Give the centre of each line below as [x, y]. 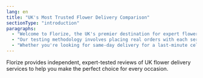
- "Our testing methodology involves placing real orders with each [100, 40]
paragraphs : [21, 28]
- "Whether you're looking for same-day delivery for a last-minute [100, 46]
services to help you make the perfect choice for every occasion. [87, 68]
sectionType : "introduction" [43, 23]
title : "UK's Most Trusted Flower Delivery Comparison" [78, 17]
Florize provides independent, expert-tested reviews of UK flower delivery [99, 62]
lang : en [17, 12]
